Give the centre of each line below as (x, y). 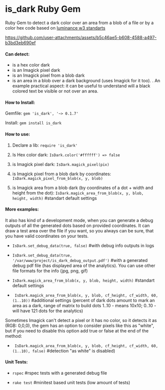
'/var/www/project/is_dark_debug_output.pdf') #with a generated (80, 260)
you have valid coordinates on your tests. (47, 236)
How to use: (18, 134)
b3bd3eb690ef (20, 42)
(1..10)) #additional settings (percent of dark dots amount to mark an (83, 300)
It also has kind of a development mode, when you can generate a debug (79, 220)
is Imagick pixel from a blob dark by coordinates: (62, 174)
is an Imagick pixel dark (36, 70)
